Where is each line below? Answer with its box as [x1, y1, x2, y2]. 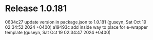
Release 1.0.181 [5, 3, 67, 14]
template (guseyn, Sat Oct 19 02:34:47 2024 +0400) [5, 29, 111, 35]
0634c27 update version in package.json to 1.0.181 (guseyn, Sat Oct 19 [5, 19, 147, 25]
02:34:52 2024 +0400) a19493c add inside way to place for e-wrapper [5, 24, 148, 30]
